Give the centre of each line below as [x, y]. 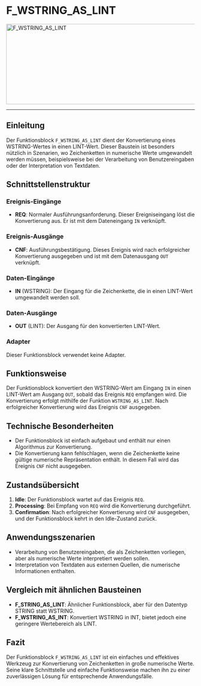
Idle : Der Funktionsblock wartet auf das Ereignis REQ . [80, 500]
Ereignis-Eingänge [34, 202]
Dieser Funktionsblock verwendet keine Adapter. [66, 354]
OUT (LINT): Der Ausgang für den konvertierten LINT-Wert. [88, 326]
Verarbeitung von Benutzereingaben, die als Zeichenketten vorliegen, [100, 552]
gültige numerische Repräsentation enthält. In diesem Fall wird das [97, 460]
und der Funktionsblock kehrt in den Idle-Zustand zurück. [86, 519]
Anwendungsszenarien [51, 537]
